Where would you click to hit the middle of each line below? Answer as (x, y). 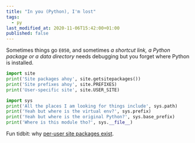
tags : (13, 17)
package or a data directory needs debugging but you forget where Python (98, 56)
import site (21, 74)
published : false (27, 34)
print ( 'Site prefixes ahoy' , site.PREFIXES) (62, 84)
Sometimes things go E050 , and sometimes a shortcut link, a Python (88, 50)
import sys (19, 101)
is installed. (20, 63)
